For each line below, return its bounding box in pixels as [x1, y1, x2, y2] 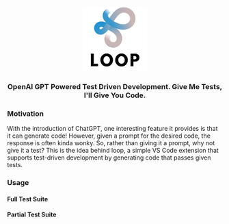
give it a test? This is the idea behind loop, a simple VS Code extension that [7, 147, 219, 155]
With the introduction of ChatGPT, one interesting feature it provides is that [7, 125, 218, 133]
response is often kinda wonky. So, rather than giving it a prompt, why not [7, 139, 215, 147]
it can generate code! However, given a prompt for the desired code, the [7, 132, 211, 140]
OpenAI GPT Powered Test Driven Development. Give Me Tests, [7, 82, 223, 91]
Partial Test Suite [7, 210, 57, 219]
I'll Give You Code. [83, 90, 146, 100]
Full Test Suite [7, 195, 49, 203]
